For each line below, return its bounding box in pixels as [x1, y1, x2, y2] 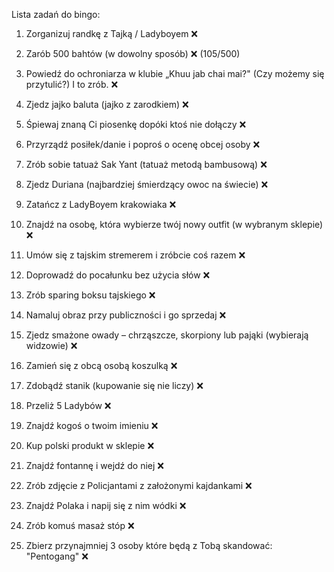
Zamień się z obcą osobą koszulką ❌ [25, 360, 178, 371]
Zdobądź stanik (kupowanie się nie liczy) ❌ [25, 380, 204, 391]
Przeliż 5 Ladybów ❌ [25, 400, 112, 411]
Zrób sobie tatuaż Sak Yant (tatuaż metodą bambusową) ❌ [25, 159, 268, 170]
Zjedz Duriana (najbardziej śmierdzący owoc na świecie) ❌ [25, 179, 269, 190]
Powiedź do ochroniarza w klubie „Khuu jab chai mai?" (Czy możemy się [25, 68, 325, 79]
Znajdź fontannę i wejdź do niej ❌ [25, 460, 164, 471]
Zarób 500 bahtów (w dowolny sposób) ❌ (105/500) [25, 48, 241, 59]
